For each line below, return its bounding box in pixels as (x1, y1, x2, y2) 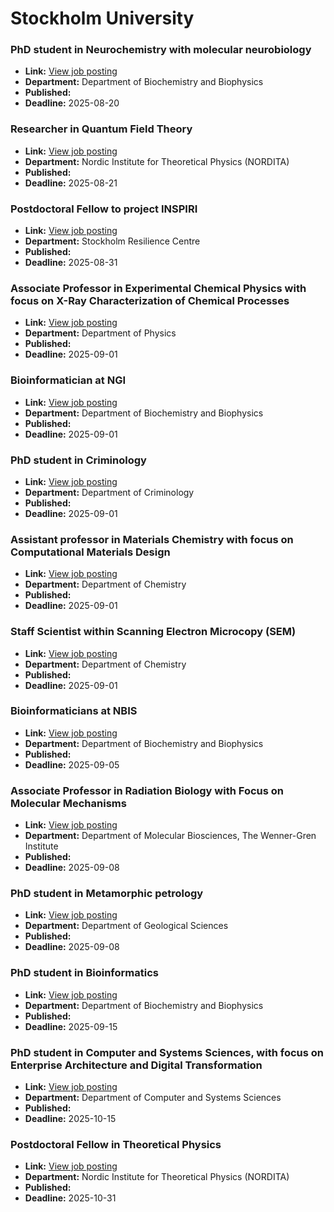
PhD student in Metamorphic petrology (10, 887, 204, 901)
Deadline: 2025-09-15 (24, 1020, 118, 1032)
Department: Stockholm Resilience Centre (24, 235, 201, 247)
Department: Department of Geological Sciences (24, 920, 229, 932)
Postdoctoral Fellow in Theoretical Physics (10, 1137, 222, 1151)
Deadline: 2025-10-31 (24, 1192, 117, 1204)
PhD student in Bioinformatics (10, 966, 159, 980)
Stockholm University (10, 7, 195, 30)
